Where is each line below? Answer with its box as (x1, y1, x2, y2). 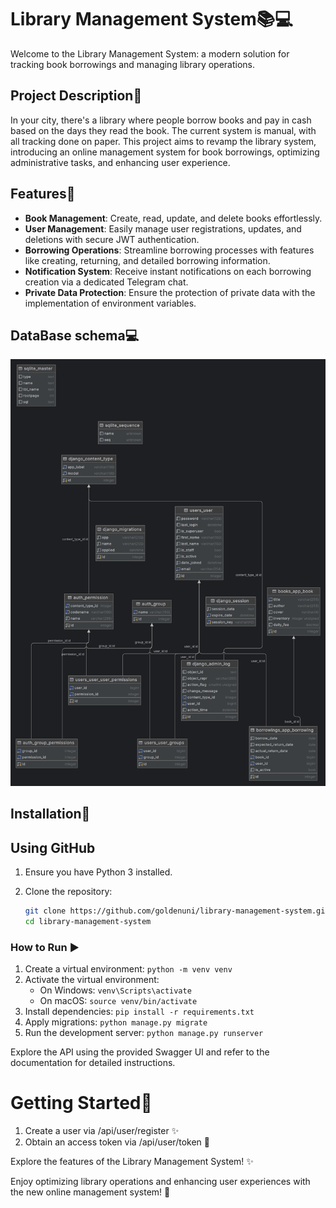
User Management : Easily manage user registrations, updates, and (24, 222, 302, 235)
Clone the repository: (24, 886, 113, 898)
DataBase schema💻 (10, 327, 140, 344)
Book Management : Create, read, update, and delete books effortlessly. (24, 212, 323, 224)
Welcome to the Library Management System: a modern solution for (10, 47, 290, 60)
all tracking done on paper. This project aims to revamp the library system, (10, 135, 317, 147)
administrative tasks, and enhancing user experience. (10, 156, 231, 168)
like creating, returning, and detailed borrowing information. (24, 254, 271, 266)
